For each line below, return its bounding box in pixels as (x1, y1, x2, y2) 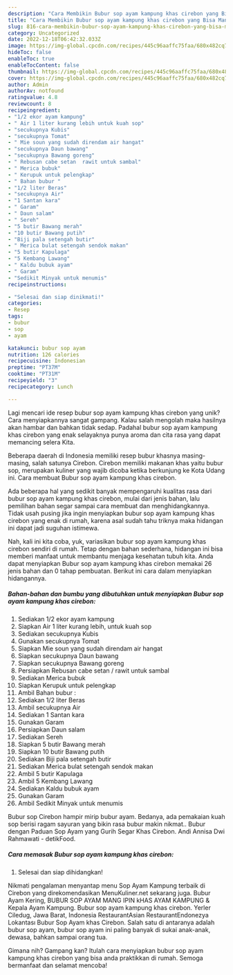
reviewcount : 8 (8, 101, 52, 107)
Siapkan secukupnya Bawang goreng (17, 659, 124, 667)
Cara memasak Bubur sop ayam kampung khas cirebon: (8, 850, 174, 858)
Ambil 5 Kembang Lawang (17, 777, 93, 785)
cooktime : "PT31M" (8, 370, 61, 378)
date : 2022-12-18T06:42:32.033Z (8, 36, 101, 43)
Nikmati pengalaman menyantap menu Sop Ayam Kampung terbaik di (8, 881, 206, 890)
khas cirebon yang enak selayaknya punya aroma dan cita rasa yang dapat (8, 431, 221, 439)
